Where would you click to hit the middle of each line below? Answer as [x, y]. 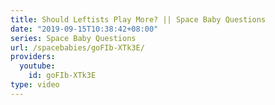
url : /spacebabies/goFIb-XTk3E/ [77, 47]
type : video [35, 85]
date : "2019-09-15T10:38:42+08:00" [84, 29]
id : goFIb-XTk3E [62, 76]
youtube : [37, 66]
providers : [33, 57]
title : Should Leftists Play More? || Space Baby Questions [138, 19]
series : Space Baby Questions [73, 38]
